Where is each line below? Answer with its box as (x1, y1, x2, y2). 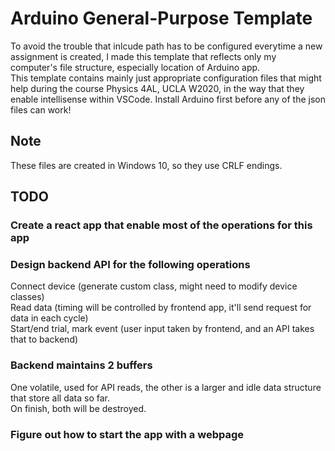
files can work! (10, 103, 72, 116)
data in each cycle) (10, 312, 89, 324)
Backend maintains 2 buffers (10, 358, 153, 372)
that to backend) (10, 333, 79, 346)
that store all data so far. (10, 392, 111, 404)
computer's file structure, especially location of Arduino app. (10, 61, 261, 73)
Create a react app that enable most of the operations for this (10, 218, 313, 232)
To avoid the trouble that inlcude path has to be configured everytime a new (10, 40, 323, 52)
